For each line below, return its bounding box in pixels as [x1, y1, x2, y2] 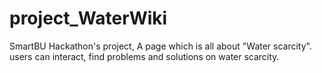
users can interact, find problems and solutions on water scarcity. [9, 50, 280, 62]
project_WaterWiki [9, 7, 168, 30]
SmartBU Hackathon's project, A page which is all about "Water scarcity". [9, 40, 312, 52]
